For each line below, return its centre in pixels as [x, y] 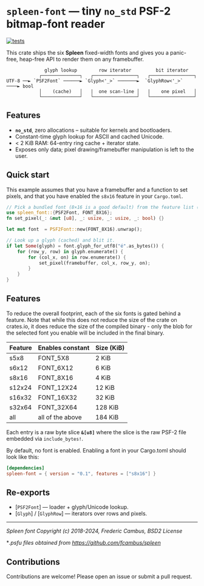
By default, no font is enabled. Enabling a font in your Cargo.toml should [96, 450]
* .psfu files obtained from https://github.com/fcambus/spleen [83, 543]
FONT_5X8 [54, 358]
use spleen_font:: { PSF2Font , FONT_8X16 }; [59, 213]
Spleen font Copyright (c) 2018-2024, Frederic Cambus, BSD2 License [94, 531]
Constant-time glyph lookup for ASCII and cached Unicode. [89, 136]
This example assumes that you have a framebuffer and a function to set [97, 189]
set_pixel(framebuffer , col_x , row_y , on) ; [94, 263]
